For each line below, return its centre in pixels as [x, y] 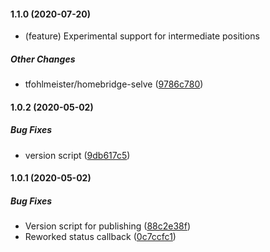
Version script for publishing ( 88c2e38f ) [107, 226]
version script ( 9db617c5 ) [77, 155]
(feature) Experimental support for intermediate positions [142, 36]
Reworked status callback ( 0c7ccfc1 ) [100, 237]
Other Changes [43, 59]
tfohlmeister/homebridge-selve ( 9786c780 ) [114, 84]
